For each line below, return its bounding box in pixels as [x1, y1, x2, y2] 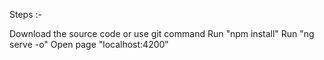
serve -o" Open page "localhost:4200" [9, 39, 169, 50]
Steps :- [9, 9, 42, 20]
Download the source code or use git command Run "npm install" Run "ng [9, 28, 315, 39]
